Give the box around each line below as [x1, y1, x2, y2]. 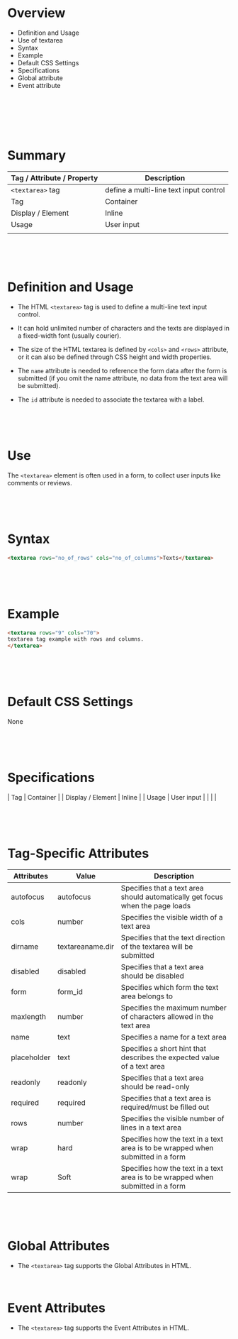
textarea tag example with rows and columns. [7, 636, 144, 643]
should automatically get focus [120, 892, 223, 902]
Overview [7, 5, 66, 21]
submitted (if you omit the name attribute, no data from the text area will [17, 374, 228, 382]
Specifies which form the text [120, 982, 219, 992]
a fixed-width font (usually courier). [17, 331, 122, 340]
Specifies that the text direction [120, 932, 225, 942]
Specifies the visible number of [120, 1113, 225, 1123]
